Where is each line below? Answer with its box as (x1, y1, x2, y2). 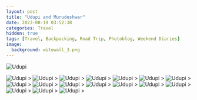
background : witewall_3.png (11, 47, 81, 53)
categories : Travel (6, 25, 54, 31)
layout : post (6, 8, 38, 15)
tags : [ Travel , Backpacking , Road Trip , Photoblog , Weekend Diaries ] (6, 36, 181, 42)
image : (6, 42, 22, 48)
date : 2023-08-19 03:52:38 (6, 19, 72, 25)
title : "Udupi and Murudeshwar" (6, 14, 85, 20)
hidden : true (6, 31, 38, 36)
